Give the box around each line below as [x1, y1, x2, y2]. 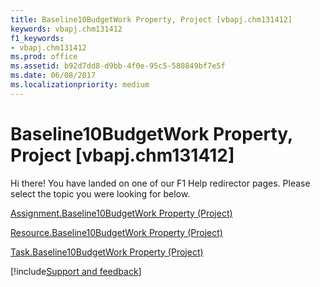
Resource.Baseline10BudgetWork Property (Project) [10, 226, 223, 238]
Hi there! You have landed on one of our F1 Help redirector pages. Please [10, 177, 311, 189]
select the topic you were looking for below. [10, 187, 191, 200]
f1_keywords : [10, 33, 65, 43]
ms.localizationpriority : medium [10, 80, 150, 90]
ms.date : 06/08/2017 [10, 71, 97, 81]
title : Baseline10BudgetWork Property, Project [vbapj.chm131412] [10, 14, 293, 25]
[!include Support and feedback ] [10, 265, 142, 277]
